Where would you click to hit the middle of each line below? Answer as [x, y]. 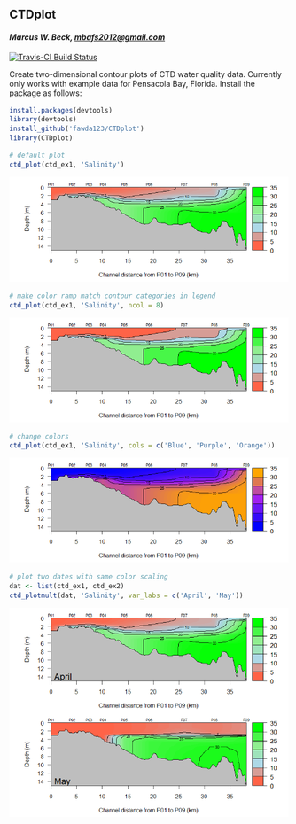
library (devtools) [43, 120]
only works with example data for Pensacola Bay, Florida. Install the [132, 83]
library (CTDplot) [41, 138]
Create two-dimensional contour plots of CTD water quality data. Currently [145, 74]
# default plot [37, 155]
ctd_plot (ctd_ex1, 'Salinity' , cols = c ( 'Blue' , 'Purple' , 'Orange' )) [142, 446]
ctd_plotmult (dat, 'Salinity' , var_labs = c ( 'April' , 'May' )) [126, 596]
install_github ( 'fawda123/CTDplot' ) [77, 129]
